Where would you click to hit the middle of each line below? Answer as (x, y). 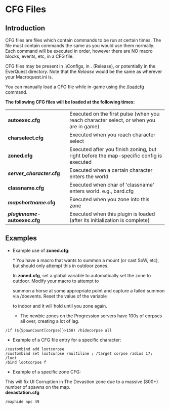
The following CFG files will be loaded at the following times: (70, 102)
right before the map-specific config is (116, 156)
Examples (21, 238)
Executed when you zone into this (110, 199)
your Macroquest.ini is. (29, 77)
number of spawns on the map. (38, 387)
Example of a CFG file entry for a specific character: (67, 340)
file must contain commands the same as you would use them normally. (80, 46)
